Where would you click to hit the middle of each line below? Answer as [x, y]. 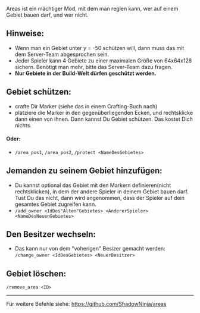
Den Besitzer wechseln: [51, 234]
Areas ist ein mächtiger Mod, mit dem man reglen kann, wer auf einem [92, 9]
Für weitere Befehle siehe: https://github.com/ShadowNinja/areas [86, 304]
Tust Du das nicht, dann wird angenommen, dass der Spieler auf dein [99, 198]
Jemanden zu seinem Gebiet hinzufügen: [84, 171]
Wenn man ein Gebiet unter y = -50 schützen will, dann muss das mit [99, 48]
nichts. [23, 125]
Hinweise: [25, 34]
